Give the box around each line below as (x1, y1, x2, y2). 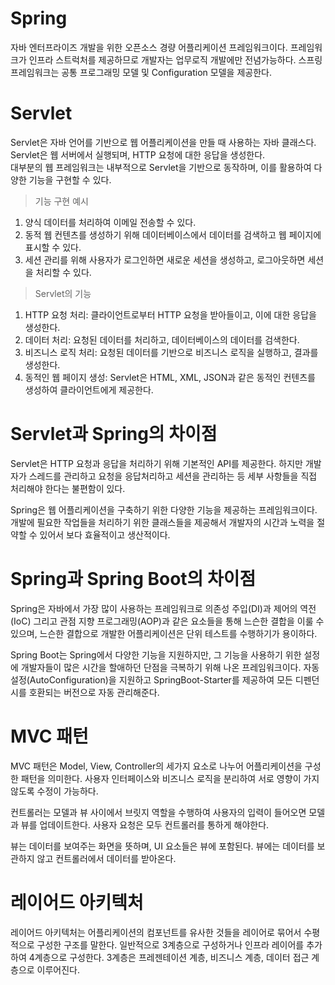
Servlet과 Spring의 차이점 (10, 423, 218, 446)
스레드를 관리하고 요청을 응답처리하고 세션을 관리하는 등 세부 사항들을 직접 (28, 470, 318, 482)
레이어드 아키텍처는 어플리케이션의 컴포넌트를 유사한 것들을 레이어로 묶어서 (10, 926, 302, 938)
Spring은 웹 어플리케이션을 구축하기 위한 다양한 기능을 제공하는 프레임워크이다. (10, 503, 318, 516)
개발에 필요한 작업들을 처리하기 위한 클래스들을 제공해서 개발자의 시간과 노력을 (10, 516, 315, 528)
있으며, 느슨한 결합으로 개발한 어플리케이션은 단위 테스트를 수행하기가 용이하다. (10, 627, 318, 639)
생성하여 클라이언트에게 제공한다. (24, 383, 154, 396)
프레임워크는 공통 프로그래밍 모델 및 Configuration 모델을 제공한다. (10, 66, 272, 78)
